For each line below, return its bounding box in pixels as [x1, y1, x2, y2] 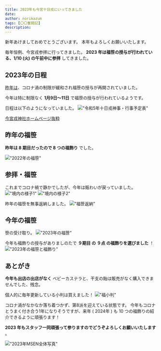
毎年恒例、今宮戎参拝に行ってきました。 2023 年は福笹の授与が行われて [5, 49, 148, 55]
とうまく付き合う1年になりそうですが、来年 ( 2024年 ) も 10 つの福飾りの [5, 308, 150, 314]
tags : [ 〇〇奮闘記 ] [5, 20, 40, 26]
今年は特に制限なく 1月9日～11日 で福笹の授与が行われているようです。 [5, 95, 146, 101]
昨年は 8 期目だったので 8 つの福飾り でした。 [5, 145, 96, 151]
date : [5, 12, 16, 16]
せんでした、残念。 [5, 282, 43, 288]
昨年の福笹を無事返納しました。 [5, 200, 68, 206]
